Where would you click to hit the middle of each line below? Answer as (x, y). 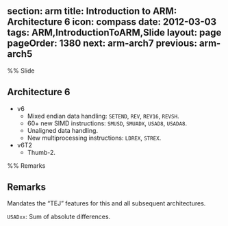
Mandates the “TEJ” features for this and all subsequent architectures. (106, 203)
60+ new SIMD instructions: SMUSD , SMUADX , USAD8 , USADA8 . (107, 123)
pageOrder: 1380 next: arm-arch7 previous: (102, 43)
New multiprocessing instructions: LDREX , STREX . (94, 138)
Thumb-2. (41, 152)
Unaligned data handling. (62, 130)
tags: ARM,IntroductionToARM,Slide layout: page (114, 33)
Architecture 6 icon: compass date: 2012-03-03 (112, 22)
